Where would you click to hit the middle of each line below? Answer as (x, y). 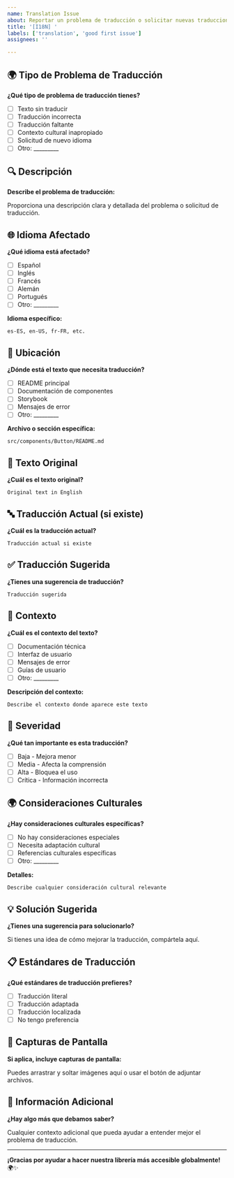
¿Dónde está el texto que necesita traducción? (76, 370)
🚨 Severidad (34, 726)
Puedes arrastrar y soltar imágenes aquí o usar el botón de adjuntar (104, 1072)
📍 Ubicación (34, 352)
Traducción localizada (49, 1012)
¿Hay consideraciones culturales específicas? (76, 823)
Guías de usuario (41, 670)
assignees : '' (28, 40)
